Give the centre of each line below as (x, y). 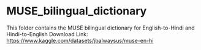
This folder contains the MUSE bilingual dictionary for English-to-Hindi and (100, 28)
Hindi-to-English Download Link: (47, 34)
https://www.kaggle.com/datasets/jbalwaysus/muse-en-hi (80, 40)
